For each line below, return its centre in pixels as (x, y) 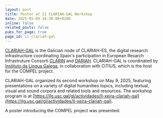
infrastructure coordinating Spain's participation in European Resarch (74, 55)
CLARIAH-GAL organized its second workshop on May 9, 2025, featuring (78, 80)
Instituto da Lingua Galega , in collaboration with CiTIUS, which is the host (79, 66)
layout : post (18, 9)
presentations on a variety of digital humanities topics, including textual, (77, 85)
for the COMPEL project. (30, 71)
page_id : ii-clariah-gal (30, 37)
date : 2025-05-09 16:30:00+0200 (38, 18)
